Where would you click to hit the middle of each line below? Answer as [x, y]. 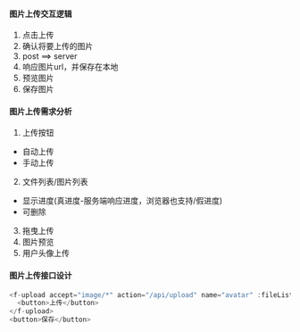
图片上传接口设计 [41, 275]
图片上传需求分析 [41, 111]
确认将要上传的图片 [58, 46]
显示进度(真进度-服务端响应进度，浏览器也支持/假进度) [122, 201]
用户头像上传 [46, 253]
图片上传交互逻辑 [41, 13]
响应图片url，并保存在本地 [70, 67]
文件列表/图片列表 [55, 182]
